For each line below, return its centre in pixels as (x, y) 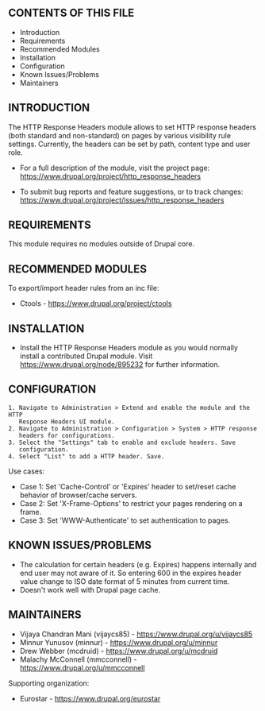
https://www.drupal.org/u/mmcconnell (82, 667)
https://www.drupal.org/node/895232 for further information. (120, 365)
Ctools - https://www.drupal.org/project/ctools (96, 303)
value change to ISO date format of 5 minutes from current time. (125, 581)
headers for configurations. (67, 435)
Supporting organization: (49, 683)
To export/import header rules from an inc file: (84, 288)
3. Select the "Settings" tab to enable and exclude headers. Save (122, 442)
